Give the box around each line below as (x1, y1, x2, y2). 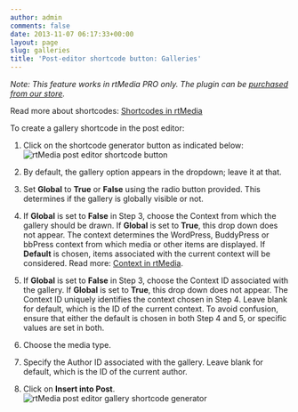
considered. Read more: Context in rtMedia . (22, 258, 183, 268)
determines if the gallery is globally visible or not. (22, 193, 204, 204)
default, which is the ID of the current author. (22, 367, 188, 376)
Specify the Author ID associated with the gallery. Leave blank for (22, 357, 263, 368)
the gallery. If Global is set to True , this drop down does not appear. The (22, 285, 288, 295)
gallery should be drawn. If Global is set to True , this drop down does (22, 220, 278, 230)
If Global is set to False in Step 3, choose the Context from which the (22, 211, 277, 221)
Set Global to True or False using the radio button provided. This (22, 184, 261, 194)
